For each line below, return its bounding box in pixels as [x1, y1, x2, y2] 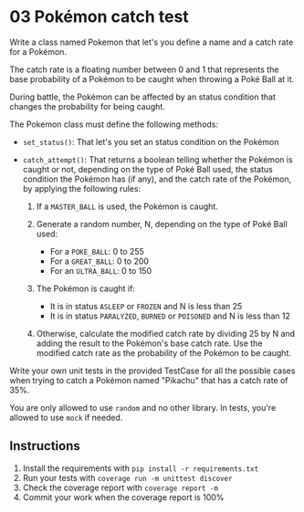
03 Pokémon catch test [9, 6, 189, 27]
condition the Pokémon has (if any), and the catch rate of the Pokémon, [22, 173, 292, 184]
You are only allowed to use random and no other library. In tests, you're [9, 402, 277, 413]
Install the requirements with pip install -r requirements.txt [22, 463, 259, 474]
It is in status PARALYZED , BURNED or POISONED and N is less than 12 [49, 310, 290, 321]
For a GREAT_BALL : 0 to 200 [49, 256, 149, 266]
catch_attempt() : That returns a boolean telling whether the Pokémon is [22, 153, 294, 165]
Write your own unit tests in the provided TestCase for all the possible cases [9, 365, 296, 376]
